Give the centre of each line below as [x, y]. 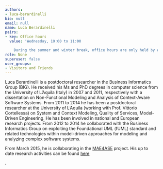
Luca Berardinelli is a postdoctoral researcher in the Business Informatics [78, 82]
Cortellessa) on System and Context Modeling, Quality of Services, [72, 113]
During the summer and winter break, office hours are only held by [84, 50]
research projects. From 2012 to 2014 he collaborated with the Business [77, 123]
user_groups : [18, 64]
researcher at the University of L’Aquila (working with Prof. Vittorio [71, 108]
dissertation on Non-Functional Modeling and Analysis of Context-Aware [78, 97]
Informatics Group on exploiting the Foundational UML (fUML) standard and [81, 129]
